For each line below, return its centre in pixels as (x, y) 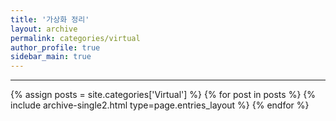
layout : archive (44, 29)
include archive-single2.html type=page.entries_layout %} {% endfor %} (160, 105)
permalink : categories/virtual (75, 38)
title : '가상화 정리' (50, 19)
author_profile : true (55, 47)
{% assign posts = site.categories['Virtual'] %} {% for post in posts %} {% (163, 95)
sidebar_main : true (51, 57)
